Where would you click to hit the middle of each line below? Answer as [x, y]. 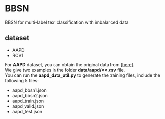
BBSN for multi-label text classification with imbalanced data [67, 22]
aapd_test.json [27, 111]
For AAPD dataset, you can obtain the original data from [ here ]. [70, 64]
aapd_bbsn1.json [29, 90]
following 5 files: [22, 80]
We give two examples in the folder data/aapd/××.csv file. [65, 70]
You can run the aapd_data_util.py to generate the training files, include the [82, 75]
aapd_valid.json [28, 106]
